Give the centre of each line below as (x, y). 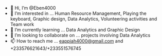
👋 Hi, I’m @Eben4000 (33, 8)
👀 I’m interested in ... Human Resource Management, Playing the (78, 13)
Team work (22, 24)
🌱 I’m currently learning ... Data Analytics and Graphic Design (75, 30)
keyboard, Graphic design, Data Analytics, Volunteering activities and (84, 19)
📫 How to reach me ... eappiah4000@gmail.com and (67, 41)
